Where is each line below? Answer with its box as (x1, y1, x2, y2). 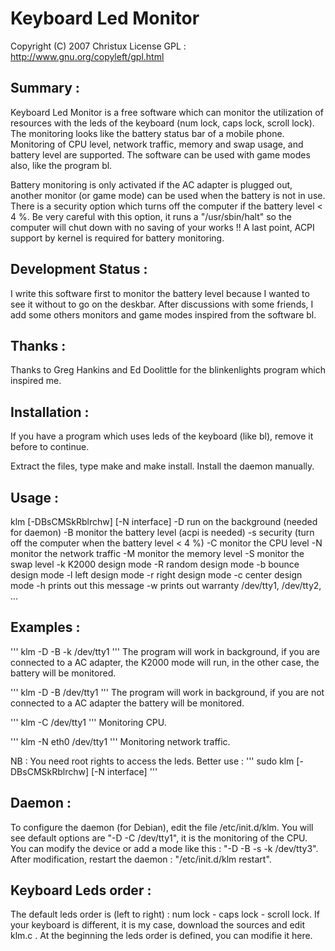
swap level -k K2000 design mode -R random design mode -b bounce (10, 558, 300, 570)
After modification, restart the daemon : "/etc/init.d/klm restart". (10, 853, 272, 865)
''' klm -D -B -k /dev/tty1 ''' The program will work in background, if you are (10, 645, 321, 657)
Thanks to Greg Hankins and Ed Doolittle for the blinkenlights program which (10, 364, 327, 376)
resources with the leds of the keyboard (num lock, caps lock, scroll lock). (10, 117, 315, 129)
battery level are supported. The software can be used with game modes (10, 148, 311, 161)
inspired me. (10, 375, 62, 387)
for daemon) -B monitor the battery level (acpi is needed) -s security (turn (10, 527, 315, 538)
